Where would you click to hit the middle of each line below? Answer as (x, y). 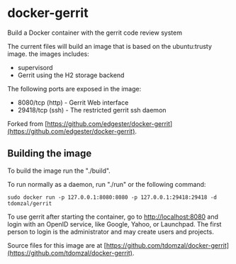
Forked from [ (27, 124)
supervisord (35, 67)
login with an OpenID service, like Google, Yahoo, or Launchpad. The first (114, 224)
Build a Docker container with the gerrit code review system (95, 33)
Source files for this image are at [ (57, 245)
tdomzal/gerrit (30, 203)
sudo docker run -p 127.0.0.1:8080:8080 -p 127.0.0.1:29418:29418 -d (112, 197)
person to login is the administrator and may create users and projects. (111, 231)
